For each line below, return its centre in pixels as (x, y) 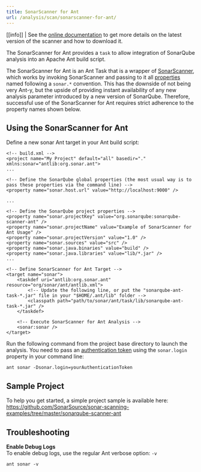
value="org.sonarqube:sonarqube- (139, 217)
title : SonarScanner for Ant (43, 12)
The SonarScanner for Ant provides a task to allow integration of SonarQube (100, 52)
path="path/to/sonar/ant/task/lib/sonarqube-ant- (121, 301)
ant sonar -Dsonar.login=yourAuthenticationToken (70, 368)
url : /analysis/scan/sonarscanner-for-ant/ (61, 17)
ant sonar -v (22, 464)
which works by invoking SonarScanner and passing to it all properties (93, 77)
